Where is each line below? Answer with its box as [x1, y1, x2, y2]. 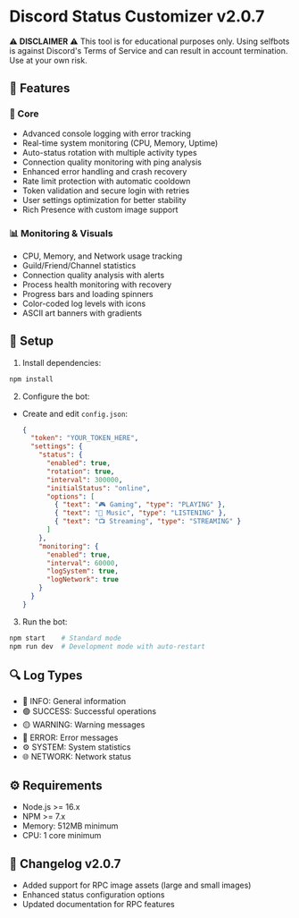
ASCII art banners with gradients [21, 307, 143, 319]
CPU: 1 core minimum [21, 830, 102, 841]
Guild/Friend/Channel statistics [21, 259, 137, 270]
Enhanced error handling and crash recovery [21, 166, 187, 176]
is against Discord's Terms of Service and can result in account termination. [9, 45, 288, 55]
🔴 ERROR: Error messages [21, 732, 119, 744]
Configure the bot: [21, 391, 90, 402]
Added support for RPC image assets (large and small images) [21, 880, 252, 891]
